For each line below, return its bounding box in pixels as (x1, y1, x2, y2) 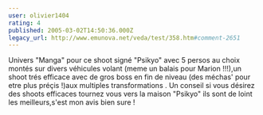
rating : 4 (8, 19, 41, 27)
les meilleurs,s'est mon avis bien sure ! (8, 98, 135, 107)
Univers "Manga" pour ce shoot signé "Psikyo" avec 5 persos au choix (8, 56, 241, 65)
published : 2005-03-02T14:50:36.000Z (8, 26, 134, 34)
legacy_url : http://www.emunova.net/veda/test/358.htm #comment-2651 (8, 33, 241, 42)
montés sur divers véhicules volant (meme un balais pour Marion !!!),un (8, 64, 241, 74)
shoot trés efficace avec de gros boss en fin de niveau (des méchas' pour (8, 72, 251, 82)
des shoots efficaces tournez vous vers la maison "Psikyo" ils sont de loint (8, 89, 253, 99)
